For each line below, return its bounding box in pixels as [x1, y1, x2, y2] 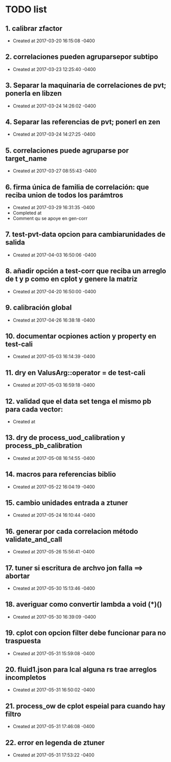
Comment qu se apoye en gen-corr [12, 215, 88, 221]
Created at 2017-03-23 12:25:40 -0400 [12, 66, 96, 72]
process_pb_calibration [5, 441, 82, 450]
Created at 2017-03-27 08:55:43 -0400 [12, 168, 97, 174]
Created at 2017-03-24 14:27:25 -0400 [12, 131, 96, 137]
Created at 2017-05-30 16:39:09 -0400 [12, 614, 97, 620]
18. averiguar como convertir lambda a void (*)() [5, 600, 162, 609]
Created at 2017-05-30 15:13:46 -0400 [12, 585, 96, 591]
